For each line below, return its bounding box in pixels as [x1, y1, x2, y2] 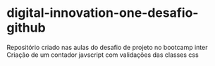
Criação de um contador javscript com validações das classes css [6, 51, 199, 59]
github [6, 20, 47, 36]
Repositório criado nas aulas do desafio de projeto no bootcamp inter [6, 43, 208, 51]
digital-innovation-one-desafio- [6, 5, 199, 21]
